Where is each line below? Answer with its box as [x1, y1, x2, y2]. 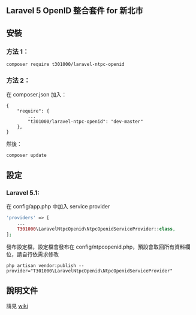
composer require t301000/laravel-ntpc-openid [6, 62, 125, 68]
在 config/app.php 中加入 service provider [6, 203, 110, 210]
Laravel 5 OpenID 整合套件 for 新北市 [6, 5, 143, 16]
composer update [6, 152, 47, 159]
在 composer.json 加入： [6, 91, 67, 98]
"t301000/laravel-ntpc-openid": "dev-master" [28, 119, 144, 125]
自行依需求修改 [22, 250, 59, 258]
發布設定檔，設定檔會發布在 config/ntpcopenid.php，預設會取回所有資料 [6, 243, 186, 250]
